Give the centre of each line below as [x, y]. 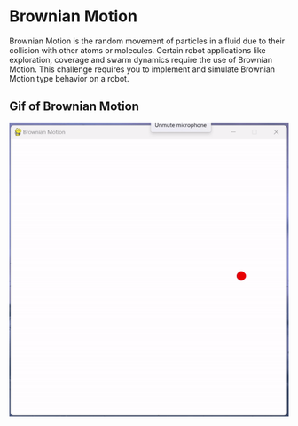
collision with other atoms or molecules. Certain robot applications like [137, 50]
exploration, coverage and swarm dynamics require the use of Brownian [141, 59]
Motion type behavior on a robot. [69, 78]
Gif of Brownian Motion [74, 107]
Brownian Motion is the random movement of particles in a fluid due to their [147, 41]
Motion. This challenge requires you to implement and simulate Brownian [142, 69]
